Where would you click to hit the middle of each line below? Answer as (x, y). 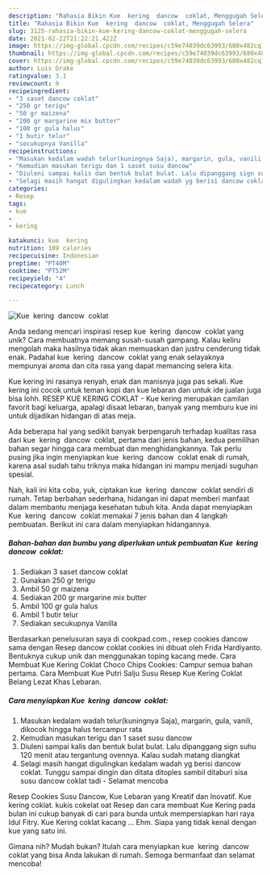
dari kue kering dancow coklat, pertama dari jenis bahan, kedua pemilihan (134, 440)
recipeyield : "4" (38, 278)
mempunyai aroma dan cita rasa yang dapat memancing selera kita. (121, 366)
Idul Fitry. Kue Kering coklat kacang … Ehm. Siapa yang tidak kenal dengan (132, 822)
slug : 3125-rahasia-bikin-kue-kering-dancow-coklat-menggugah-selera (128, 31)
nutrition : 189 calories (50, 248)
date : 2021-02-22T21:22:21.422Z (63, 38)
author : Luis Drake (41, 69)
